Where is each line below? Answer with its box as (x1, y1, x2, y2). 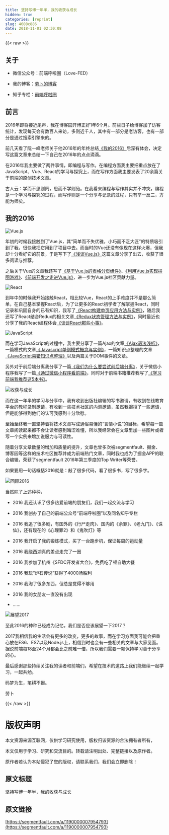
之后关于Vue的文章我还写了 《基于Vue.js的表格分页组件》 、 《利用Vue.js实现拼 (5, 268, 162, 274)
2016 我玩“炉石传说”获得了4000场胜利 (12, 570, 92, 576)
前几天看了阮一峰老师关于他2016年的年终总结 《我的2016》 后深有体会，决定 (5, 145, 162, 151)
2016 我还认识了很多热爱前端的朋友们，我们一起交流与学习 (12, 499, 134, 505)
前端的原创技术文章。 (9, 175, 54, 181)
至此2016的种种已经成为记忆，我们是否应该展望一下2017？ (5, 622, 127, 628)
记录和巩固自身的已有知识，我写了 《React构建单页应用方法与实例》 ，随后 (5, 307, 156, 313)
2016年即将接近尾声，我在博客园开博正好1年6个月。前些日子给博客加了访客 (5, 122, 161, 128)
